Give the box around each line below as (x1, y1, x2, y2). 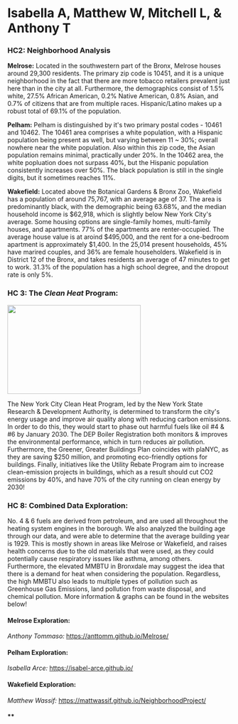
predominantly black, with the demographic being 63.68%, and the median (7, 203, 227, 211)
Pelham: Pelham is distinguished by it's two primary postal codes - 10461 (7, 121, 222, 129)
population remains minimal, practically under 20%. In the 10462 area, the (7, 151, 224, 159)
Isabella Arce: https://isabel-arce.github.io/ (7, 664, 134, 673)
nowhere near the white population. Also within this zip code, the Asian (7, 144, 215, 152)
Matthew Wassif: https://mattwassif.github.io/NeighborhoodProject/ (7, 696, 207, 705)
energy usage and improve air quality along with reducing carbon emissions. (7, 415, 232, 423)
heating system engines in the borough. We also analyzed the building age (7, 524, 226, 533)
